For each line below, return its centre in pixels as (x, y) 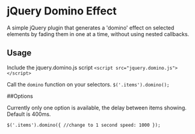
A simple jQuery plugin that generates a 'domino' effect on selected (91, 28)
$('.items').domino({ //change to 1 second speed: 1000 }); (84, 125)
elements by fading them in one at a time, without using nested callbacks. (98, 34)
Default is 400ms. (29, 114)
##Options (20, 96)
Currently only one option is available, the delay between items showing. (97, 108)
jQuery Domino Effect (62, 11)
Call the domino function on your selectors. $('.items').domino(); (88, 84)
